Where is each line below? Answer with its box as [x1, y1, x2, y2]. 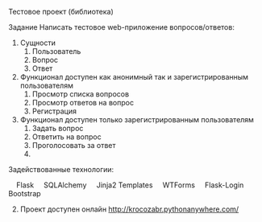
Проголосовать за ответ [31, 141, 116, 150]
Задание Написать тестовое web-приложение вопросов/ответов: [8, 23, 235, 31]
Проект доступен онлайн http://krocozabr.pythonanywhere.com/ [19, 204, 239, 214]
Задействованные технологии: [8, 165, 114, 174]
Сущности [19, 38, 56, 47]
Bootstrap [8, 189, 42, 198]
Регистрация [31, 106, 77, 116]
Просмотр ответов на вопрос [31, 98, 135, 107]
